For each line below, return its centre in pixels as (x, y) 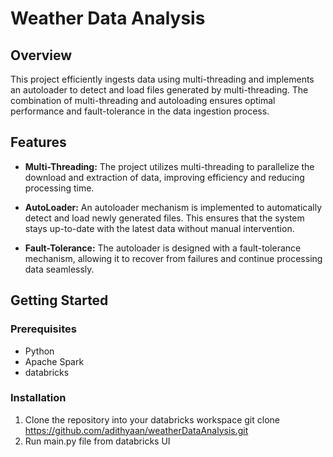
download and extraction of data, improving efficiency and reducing (164, 177)
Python (39, 351)
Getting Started (59, 300)
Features (38, 142)
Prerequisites (43, 329)
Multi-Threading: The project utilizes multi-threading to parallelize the (169, 166)
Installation (38, 398)
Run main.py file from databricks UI (97, 441)
